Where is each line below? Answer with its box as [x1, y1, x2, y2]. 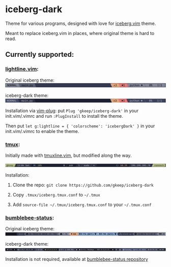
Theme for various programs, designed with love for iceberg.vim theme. [5, 20, 156, 26]
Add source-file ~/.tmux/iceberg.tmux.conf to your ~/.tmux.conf [12, 202, 152, 208]
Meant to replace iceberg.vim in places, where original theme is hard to [5, 30, 155, 36]
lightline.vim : [5, 65, 39, 73]
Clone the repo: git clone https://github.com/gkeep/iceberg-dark [12, 182, 154, 188]
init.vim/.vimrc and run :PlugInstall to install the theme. [5, 113, 123, 119]
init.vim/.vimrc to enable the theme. [5, 128, 79, 134]
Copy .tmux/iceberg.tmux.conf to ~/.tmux [12, 191, 101, 197]
